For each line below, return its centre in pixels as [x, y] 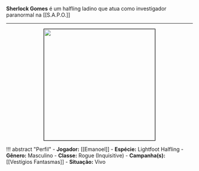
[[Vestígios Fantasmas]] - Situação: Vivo [56, 162]
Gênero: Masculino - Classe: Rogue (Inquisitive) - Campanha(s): [86, 156]
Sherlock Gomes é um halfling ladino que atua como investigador [86, 9]
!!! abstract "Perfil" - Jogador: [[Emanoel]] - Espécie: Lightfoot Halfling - [95, 149]
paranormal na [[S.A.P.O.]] [38, 15]
